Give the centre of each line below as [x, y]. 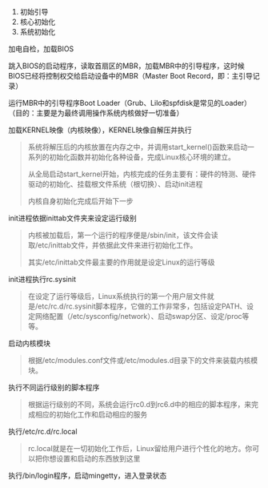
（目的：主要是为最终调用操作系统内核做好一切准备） [96, 113]
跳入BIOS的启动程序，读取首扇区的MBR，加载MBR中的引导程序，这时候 [127, 66]
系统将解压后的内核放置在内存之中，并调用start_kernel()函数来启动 [138, 147]
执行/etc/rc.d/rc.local [43, 432]
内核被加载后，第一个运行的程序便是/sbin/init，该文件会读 [123, 235]
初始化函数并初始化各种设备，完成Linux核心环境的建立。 [142, 157]
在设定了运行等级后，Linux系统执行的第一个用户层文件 [118, 296]
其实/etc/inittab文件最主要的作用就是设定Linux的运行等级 [121, 262]
